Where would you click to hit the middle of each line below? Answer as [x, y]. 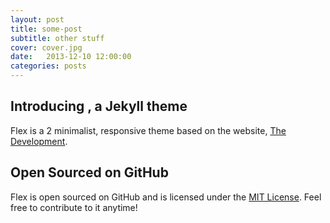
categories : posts [48, 66]
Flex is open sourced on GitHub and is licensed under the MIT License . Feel [166, 197]
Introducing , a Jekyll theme [99, 106]
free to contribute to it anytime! [74, 207]
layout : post [37, 19]
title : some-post [46, 29]
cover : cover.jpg [46, 47]
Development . [39, 141]
